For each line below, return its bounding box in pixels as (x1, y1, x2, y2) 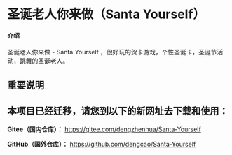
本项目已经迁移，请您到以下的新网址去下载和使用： (7, 105, 228, 117)
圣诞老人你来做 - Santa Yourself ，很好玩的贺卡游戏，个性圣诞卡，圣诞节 (7, 48, 217, 57)
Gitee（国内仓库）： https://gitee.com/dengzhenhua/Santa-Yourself (7, 125, 201, 133)
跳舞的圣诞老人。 (19, 57, 69, 65)
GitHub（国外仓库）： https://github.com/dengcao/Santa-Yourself (7, 140, 196, 148)
